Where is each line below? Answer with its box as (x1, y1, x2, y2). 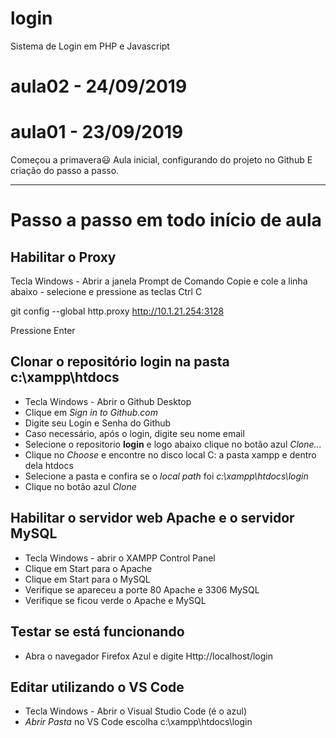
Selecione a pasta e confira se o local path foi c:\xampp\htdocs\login (24, 470, 309, 482)
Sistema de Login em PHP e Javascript (10, 40, 170, 52)
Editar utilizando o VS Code (10, 678, 185, 696)
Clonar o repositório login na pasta (10, 353, 230, 371)
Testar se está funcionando (10, 623, 185, 641)
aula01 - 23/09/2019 (10, 121, 184, 144)
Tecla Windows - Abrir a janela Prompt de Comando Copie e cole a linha (10, 275, 308, 287)
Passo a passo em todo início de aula (10, 209, 322, 232)
